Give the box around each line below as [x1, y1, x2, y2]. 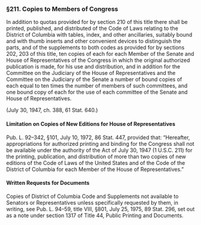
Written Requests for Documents [6, 179, 90, 187]
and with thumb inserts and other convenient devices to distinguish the [6, 38, 181, 45]
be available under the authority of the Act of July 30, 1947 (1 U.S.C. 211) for [6, 146, 193, 154]
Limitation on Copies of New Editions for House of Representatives [6, 120, 175, 127]
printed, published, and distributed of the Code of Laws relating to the [6, 25, 178, 32]
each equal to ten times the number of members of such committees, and [6, 82, 188, 89]
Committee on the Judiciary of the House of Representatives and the [6, 70, 176, 77]
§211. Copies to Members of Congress [6, 5, 118, 13]
